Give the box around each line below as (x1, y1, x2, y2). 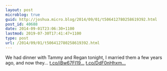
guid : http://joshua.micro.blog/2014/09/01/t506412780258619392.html (5, 17, 158, 22)
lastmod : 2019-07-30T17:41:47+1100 (5, 31, 82, 36)
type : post (5, 36, 29, 41)
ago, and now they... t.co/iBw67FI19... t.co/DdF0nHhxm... (5, 59, 126, 66)
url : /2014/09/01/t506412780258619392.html (5, 41, 100, 46)
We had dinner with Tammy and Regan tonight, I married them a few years (5, 54, 162, 60)
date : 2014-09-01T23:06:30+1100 (5, 26, 75, 31)
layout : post (5, 7, 33, 13)
